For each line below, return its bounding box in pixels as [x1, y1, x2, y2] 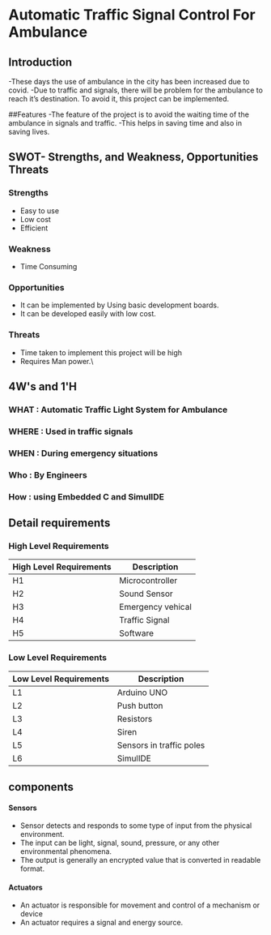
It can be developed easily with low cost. [19, 309, 156, 319]
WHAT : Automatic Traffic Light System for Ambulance [8, 404, 228, 415]
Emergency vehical [119, 602, 193, 613]
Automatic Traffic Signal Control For [8, 6, 256, 24]
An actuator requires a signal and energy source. [19, 918, 184, 928]
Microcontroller [119, 575, 178, 586]
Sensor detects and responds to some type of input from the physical [19, 821, 252, 830]
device [19, 909, 43, 919]
